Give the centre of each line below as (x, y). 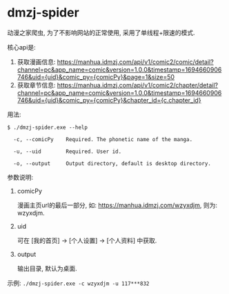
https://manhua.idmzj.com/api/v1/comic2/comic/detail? (135, 62)
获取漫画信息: (36, 62)
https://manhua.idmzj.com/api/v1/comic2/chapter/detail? (138, 85)
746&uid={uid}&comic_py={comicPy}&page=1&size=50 (96, 76)
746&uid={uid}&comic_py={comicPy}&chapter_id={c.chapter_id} (109, 100)
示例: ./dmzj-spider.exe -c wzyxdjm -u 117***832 (78, 283)
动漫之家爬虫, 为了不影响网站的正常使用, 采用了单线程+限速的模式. (101, 32)
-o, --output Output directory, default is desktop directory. (112, 163)
